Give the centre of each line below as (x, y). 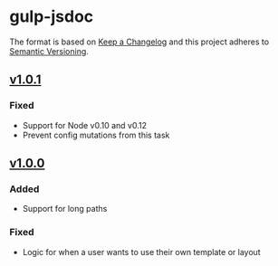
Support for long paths (65, 209)
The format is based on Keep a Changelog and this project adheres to (139, 42)
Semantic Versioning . (49, 51)
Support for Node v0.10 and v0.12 (85, 125)
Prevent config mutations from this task (96, 135)
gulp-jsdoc (52, 17)
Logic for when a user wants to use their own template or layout (141, 252)
